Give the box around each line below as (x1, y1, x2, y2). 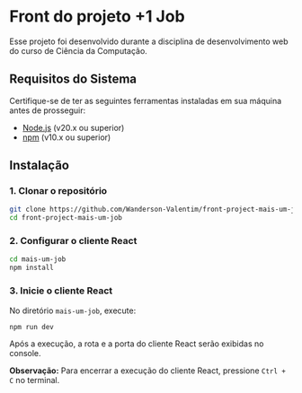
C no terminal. (9, 375, 60, 386)
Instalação (9, 158, 70, 173)
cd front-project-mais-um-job (9, 214, 123, 223)
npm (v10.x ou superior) (22, 132, 111, 143)
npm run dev (9, 322, 54, 331)
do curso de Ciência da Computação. (9, 45, 148, 56)
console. (9, 348, 42, 359)
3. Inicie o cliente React (9, 284, 113, 297)
